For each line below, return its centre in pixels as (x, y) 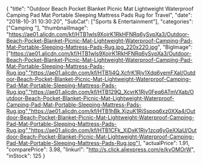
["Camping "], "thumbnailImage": (47, 28)
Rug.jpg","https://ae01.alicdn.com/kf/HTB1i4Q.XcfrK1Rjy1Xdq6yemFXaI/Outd (101, 73)
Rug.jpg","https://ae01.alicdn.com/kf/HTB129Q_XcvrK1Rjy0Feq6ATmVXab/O (100, 92)
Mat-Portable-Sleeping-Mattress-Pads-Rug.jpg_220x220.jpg (82, 47)
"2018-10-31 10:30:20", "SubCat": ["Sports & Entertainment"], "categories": (100, 21)
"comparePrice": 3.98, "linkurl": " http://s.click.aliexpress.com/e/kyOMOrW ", (101, 149)
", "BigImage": (175, 47)
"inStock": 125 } (26, 156)
